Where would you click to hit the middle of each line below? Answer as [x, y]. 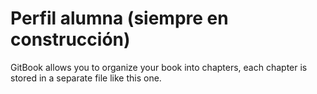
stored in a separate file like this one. [86, 78]
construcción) [70, 39]
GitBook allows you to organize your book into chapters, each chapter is [159, 67]
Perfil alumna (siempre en [119, 18]
